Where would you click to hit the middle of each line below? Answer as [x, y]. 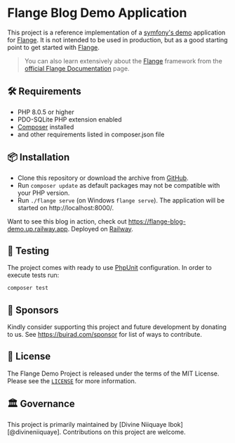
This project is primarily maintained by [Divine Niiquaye [87, 424]
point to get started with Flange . [53, 47]
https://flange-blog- [157, 221]
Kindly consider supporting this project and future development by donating [117, 327]
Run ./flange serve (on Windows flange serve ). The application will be [121, 200]
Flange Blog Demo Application [97, 13]
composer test [28, 288]
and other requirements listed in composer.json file [91, 134]
